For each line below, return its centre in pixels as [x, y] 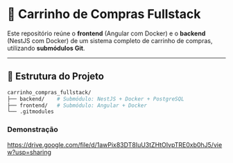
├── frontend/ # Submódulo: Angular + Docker [77, 105]
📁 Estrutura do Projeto [55, 77]
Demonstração [33, 130]
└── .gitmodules [31, 112]
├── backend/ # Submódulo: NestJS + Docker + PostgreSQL [96, 99]
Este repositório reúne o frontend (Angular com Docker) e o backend [106, 33]
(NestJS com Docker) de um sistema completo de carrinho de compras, [110, 40]
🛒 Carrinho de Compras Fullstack [104, 14]
